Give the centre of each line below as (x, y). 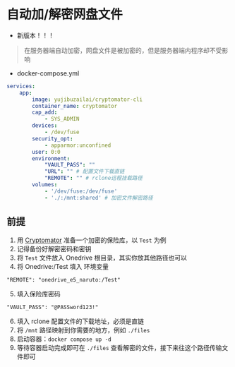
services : (21, 86)
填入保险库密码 (38, 294)
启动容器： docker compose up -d (64, 339)
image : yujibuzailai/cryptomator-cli (87, 100)
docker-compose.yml (48, 73)
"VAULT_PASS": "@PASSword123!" (53, 307)
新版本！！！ (35, 35)
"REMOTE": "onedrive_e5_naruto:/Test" (64, 279)
